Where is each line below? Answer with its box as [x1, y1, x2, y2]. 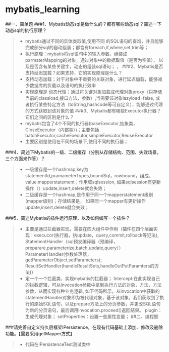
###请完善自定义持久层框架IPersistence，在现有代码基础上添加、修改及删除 [5, 324, 163, 330]
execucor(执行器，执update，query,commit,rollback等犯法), [34, 232, 159, 238]
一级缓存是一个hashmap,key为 [25, 166, 89, 172]
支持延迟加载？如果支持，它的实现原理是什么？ [25, 69, 123, 75]
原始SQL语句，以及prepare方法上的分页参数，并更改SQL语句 [34, 300, 161, 307]
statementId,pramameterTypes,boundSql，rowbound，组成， [25, 172, 154, 178]
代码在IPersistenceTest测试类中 [25, 341, 91, 347]
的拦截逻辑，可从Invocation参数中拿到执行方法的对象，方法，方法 [25, 282, 162, 288]
